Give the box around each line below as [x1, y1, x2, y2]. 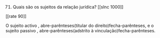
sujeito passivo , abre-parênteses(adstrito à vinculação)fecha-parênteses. [5, 28, 156, 33]
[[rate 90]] [5, 13, 27, 19]
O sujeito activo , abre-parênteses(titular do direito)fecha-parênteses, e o [5, 23, 154, 28]
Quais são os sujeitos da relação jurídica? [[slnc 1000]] [12, 4, 124, 10]
